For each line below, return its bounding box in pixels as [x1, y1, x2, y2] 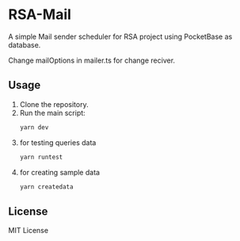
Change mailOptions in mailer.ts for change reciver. [8, 55, 176, 65]
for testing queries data [19, 137, 97, 147]
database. [8, 40, 41, 49]
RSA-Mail [8, 6, 71, 24]
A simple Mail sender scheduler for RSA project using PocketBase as [8, 32, 233, 41]
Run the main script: [19, 108, 86, 117]
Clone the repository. [19, 99, 89, 109]
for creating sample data [19, 167, 101, 177]
